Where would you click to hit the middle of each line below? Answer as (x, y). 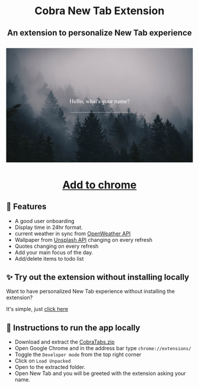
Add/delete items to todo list (49, 258)
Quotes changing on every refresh (57, 246)
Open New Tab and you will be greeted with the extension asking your (100, 373)
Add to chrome (99, 185)
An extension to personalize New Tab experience (99, 33)
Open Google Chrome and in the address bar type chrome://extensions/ (103, 348)
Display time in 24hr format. (49, 227)
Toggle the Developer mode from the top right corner (78, 355)
